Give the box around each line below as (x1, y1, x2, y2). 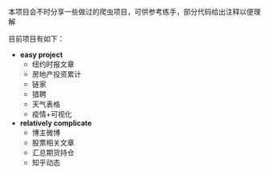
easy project (19, 50, 63, 59)
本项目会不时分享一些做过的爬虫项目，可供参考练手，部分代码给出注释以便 (8, 7, 254, 16)
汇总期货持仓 (31, 148, 74, 157)
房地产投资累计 (31, 70, 82, 78)
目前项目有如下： (8, 34, 65, 43)
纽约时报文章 (31, 59, 74, 69)
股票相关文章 (31, 138, 74, 147)
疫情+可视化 (31, 109, 72, 118)
